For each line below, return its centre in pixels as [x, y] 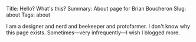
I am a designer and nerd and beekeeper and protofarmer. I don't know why [98, 26]
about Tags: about [28, 15]
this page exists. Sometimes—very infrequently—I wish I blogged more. [93, 33]
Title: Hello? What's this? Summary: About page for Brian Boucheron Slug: [96, 9]
